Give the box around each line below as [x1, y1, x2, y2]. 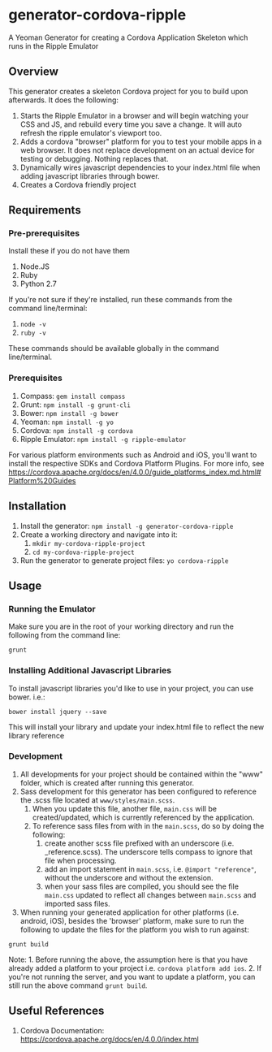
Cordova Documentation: [19, 1025, 105, 1035]
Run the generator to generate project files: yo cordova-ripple [19, 555, 229, 565]
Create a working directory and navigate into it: [19, 530, 179, 539]
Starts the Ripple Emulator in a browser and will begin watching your [19, 110, 249, 120]
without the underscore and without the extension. [44, 872, 214, 882]
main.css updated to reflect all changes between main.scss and [44, 890, 257, 899]
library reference [8, 730, 65, 740]
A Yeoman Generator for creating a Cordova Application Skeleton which [8, 32, 248, 42]
